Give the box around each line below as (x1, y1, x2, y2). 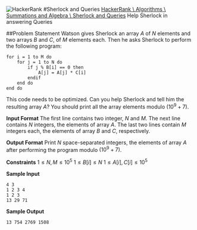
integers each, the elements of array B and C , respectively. (6, 127, 151, 134)
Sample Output (6, 207, 45, 215)
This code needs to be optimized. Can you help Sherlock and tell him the (6, 96, 185, 102)
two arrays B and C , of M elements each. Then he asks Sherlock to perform (6, 36, 192, 43)
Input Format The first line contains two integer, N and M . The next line (6, 114, 180, 122)
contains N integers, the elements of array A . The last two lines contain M (6, 121, 186, 128)
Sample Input (6, 170, 40, 177)
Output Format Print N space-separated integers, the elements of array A (6, 139, 187, 146)
